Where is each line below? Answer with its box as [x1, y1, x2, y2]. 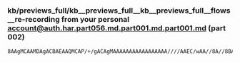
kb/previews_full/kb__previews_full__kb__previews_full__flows [7, 6, 231, 15]
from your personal [61, 14, 130, 24]
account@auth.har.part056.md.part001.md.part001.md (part [7, 23, 226, 33]
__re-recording [7, 14, 60, 24]
